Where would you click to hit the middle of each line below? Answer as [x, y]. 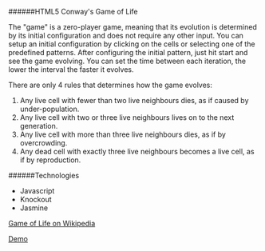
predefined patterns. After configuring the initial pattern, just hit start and [128, 52]
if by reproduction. [50, 160]
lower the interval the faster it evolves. [71, 70]
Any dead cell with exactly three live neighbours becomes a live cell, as [137, 151]
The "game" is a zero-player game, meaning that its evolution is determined [132, 27]
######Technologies [44, 175]
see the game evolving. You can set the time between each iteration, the [127, 61]
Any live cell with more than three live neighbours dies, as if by [123, 134]
